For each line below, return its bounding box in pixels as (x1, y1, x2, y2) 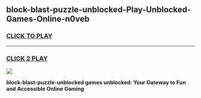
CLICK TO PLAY (6, 32, 53, 40)
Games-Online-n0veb (6, 14, 90, 24)
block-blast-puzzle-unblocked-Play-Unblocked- (6, 5, 191, 15)
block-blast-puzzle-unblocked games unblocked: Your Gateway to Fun (6, 78, 187, 86)
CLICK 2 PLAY (6, 54, 48, 62)
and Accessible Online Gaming (6, 85, 84, 92)
